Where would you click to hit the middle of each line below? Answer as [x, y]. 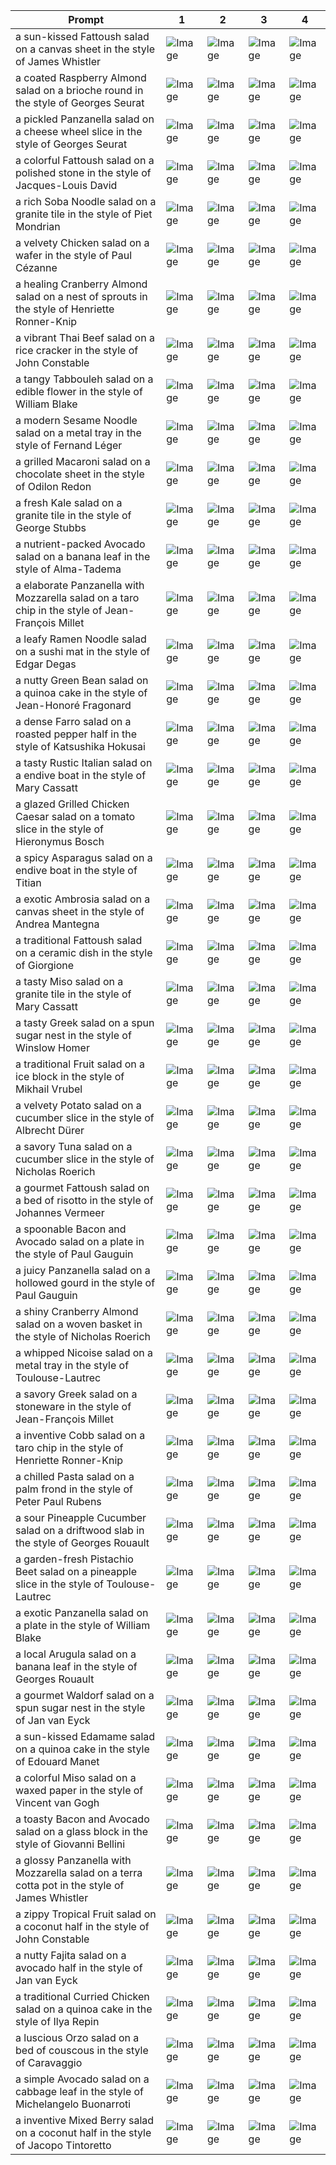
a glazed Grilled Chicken [72, 804]
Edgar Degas [46, 664]
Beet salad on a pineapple [76, 1571]
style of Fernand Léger [69, 445]
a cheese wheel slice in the [79, 131]
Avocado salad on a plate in [80, 1241]
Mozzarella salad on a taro [77, 597]
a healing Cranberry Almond [81, 284]
